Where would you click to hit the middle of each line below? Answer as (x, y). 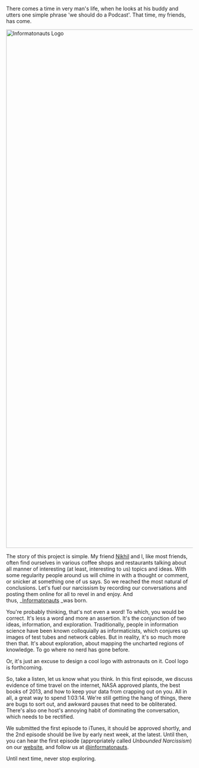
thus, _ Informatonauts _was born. (47, 600)
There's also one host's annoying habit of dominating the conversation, (93, 710)
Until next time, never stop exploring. (51, 759)
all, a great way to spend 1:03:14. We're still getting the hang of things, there (99, 698)
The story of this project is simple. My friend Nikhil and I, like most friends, (97, 556)
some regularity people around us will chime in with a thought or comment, (98, 575)
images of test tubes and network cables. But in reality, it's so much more (96, 637)
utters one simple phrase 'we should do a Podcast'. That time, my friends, (96, 15)
